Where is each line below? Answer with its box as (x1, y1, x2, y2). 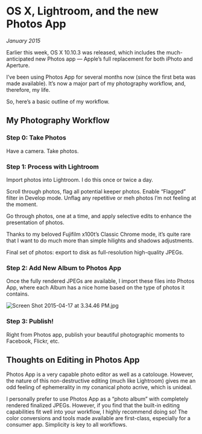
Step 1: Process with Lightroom (6, 162, 99, 170)
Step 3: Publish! (6, 317, 54, 326)
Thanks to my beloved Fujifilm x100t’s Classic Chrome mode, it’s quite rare (6, 230, 191, 238)
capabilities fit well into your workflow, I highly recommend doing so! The (6, 408, 188, 415)
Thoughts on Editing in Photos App (6, 355, 140, 365)
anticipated (6, 55, 34, 62)
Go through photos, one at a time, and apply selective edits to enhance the (6, 212, 192, 219)
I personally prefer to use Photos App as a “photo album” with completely (6, 395, 189, 403)
